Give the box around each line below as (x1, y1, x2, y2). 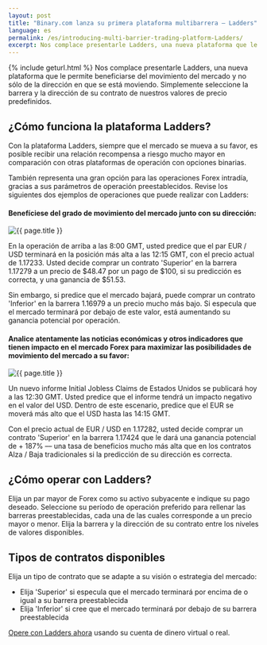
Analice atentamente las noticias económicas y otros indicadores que (8, 334, 244, 343)
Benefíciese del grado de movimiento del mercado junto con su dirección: (8, 208, 257, 218)
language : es (8, 26, 52, 34)
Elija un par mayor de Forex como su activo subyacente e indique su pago (8, 494, 250, 504)
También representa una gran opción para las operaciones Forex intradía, (8, 172, 249, 183)
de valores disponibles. (8, 527, 85, 537)
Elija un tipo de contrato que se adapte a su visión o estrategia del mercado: (8, 571, 257, 581)
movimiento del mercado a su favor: (8, 350, 130, 360)
